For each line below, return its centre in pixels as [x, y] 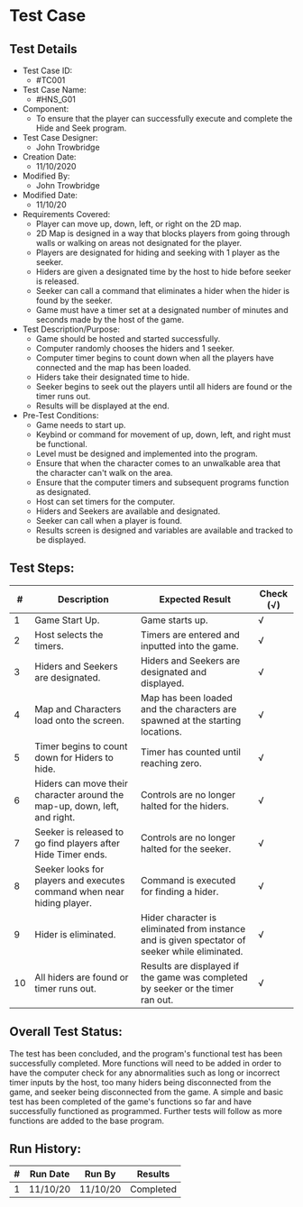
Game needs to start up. [81, 425]
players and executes [80, 880]
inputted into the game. [190, 645]
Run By [100, 1175]
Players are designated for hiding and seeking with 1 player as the [158, 252]
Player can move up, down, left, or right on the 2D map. [138, 224]
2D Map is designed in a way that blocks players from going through [163, 233]
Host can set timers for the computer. [106, 502]
